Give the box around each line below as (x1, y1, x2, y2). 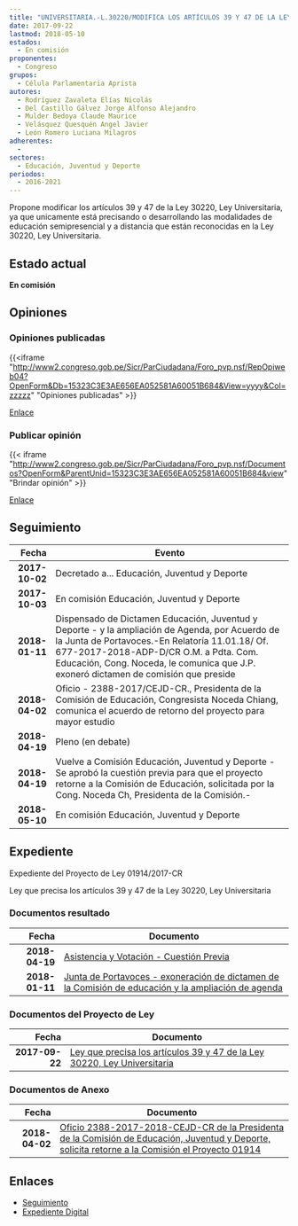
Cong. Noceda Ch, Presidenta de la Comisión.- (55, 788, 251, 800)
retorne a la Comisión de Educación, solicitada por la (55, 777, 275, 790)
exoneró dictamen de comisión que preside (55, 668, 236, 680)
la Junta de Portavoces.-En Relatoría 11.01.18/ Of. (55, 635, 269, 647)
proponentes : (9, 54, 58, 63)
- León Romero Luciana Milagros (17, 129, 137, 137)
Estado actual (9, 256, 87, 271)
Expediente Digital (21, 1206, 89, 1217)
